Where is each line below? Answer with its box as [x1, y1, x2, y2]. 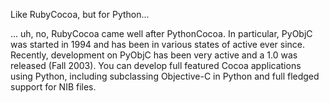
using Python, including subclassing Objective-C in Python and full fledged [10, 70, 320, 82]
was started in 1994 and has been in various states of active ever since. [10, 39, 306, 50]
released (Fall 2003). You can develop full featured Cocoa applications [10, 60, 302, 71]
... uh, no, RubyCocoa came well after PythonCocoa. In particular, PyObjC [10, 28, 313, 39]
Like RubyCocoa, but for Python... [10, 9, 150, 20]
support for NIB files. [10, 81, 97, 93]
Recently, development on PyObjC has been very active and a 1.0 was [10, 49, 298, 61]
